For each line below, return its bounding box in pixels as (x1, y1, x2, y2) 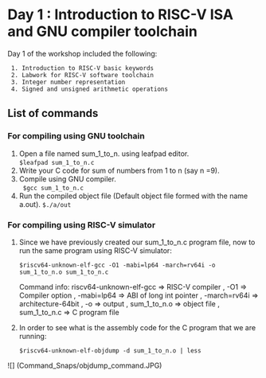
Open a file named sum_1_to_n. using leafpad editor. (18, 149, 190, 158)
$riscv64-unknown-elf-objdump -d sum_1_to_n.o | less (18, 346, 201, 355)
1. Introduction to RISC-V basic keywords (10, 64, 155, 72)
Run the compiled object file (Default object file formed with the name (18, 191, 248, 201)
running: (18, 331, 47, 341)
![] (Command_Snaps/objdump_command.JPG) (7, 360, 162, 370)
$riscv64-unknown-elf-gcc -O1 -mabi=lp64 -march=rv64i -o (18, 261, 216, 269)
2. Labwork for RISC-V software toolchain (10, 71, 155, 79)
